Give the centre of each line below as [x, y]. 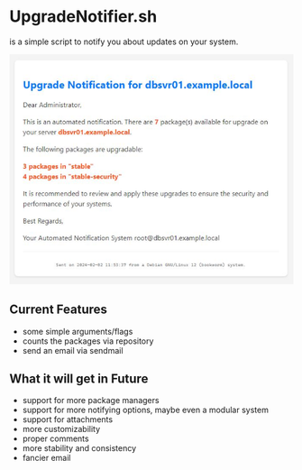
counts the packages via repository [88, 341]
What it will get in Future [79, 379]
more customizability [61, 429]
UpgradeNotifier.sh [83, 17]
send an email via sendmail [73, 350]
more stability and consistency [79, 448]
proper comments [55, 438]
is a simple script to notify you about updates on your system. [124, 41]
